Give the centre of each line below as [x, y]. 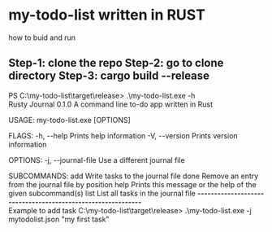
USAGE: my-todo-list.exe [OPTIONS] [70, 120]
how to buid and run [42, 37]
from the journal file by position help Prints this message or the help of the [133, 184]
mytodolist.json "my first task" [59, 219]
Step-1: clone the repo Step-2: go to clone [116, 63]
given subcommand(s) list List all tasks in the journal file [102, 193]
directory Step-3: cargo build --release [109, 76]
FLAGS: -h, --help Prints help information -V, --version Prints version [123, 135]
